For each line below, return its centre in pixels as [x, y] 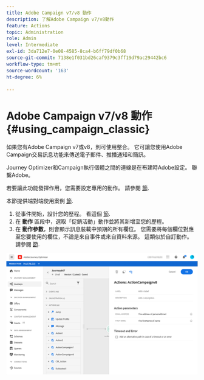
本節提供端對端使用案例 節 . [40, 201]
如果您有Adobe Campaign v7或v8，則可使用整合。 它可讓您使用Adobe [95, 147]
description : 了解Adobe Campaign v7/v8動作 [60, 19]
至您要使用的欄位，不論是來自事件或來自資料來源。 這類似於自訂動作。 [104, 237]
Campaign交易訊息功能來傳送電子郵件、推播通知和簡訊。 [78, 154]
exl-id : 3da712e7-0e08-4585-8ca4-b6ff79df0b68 [66, 52]
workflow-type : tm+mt [34, 64]
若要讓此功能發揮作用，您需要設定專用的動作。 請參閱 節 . [78, 188]
